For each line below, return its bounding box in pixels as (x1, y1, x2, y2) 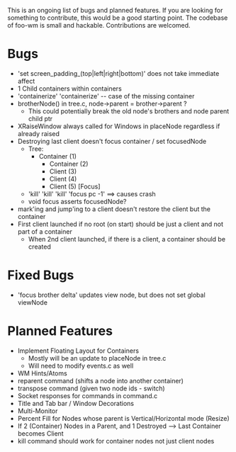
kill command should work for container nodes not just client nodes (17, 436, 215, 445)
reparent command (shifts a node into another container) (17, 376, 184, 385)
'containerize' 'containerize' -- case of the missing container (17, 91, 195, 100)
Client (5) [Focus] (49, 182, 101, 191)
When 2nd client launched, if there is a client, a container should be (28, 235, 225, 243)
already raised (17, 129, 60, 137)
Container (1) (38, 152, 77, 160)
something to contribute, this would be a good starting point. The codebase (7, 13, 228, 22)
